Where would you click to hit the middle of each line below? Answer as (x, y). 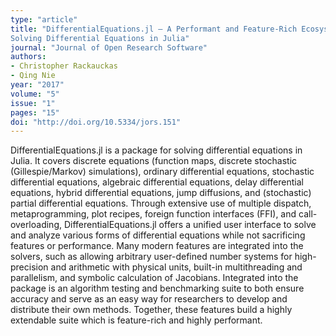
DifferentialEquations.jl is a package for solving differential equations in (156, 150)
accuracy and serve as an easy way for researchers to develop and (149, 299)
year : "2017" (37, 85)
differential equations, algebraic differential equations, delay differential (157, 182)
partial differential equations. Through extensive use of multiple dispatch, (161, 203)
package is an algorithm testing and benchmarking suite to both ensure (157, 288)
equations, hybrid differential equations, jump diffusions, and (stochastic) (161, 193)
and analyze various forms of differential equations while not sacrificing (158, 235)
